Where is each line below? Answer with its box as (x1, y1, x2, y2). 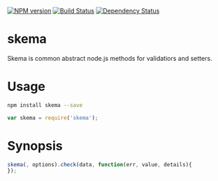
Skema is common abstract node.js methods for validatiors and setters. (7, 54, 212, 62)
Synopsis (7, 138, 63, 154)
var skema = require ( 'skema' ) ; (7, 114, 99, 122)
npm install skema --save (7, 101, 82, 108)
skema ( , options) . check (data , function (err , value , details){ (7, 161, 192, 168)
